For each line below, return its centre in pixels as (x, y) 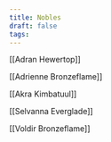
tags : (19, 34)
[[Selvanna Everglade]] (51, 112)
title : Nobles (36, 17)
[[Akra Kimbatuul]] (43, 94)
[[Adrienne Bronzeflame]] (56, 77)
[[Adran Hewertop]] (45, 60)
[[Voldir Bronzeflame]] (50, 129)
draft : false (33, 26)
